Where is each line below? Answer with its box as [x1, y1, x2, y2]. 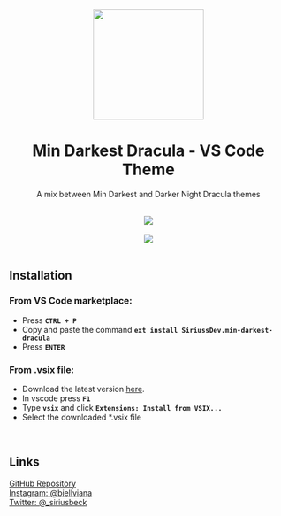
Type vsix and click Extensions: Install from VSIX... [21, 402, 223, 412]
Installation [9, 268, 72, 283]
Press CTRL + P [21, 314, 77, 326]
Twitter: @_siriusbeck [9, 497, 87, 507]
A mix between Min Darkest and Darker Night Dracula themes [36, 189, 261, 199]
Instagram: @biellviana [9, 487, 93, 498]
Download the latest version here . [21, 383, 145, 394]
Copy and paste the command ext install [21, 324, 178, 335]
